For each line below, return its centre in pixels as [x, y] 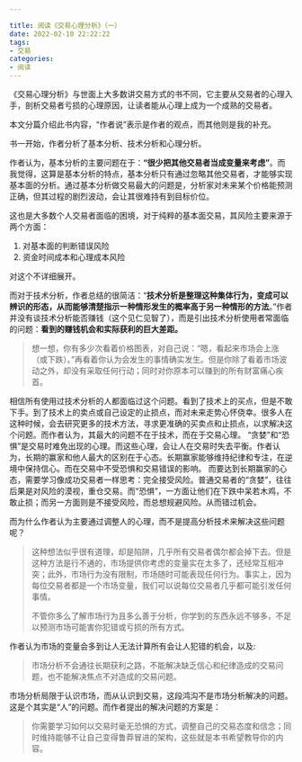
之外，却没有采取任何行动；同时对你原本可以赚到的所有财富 [150, 371]
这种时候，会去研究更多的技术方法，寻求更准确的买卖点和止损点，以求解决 [147, 423]
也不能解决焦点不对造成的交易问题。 [114, 677]
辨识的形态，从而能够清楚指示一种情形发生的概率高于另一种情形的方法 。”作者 [151, 306]
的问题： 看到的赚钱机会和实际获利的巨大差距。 [96, 329]
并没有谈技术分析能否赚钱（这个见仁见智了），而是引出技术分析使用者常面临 [149, 318]
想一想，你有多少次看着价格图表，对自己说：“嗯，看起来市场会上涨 [155, 348]
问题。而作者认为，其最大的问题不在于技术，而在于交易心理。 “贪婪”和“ [149, 435]
